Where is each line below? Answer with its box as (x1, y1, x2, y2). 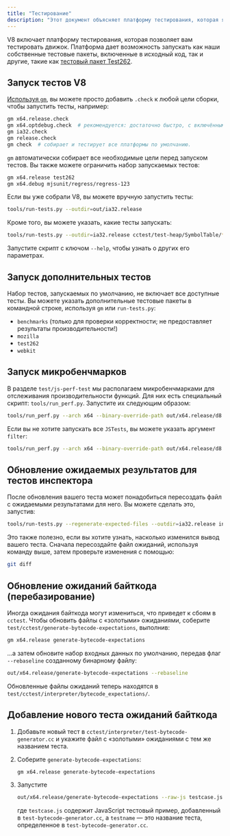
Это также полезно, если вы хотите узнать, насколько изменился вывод (7, 533, 220, 541)
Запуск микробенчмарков (7, 366, 127, 378)
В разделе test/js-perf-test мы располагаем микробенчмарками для (7, 384, 215, 393)
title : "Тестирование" (7, 10, 72, 17)
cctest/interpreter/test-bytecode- (86, 728, 188, 735)
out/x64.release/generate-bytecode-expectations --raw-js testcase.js (16, 794, 223, 801)
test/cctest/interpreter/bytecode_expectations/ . (7, 689, 151, 698)
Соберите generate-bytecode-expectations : (16, 755, 142, 763)
